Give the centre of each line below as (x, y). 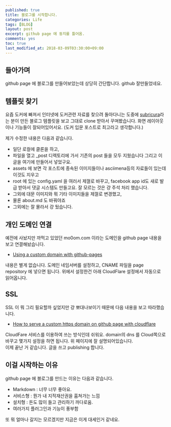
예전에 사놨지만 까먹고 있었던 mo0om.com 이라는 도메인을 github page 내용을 (83, 238)
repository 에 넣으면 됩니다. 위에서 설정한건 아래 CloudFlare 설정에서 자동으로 (83, 272)
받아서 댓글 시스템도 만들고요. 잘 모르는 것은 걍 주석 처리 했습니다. (83, 188)
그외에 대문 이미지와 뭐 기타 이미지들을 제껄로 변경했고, (67, 194)
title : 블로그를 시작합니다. (31, 15)
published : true (22, 10)
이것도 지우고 (26, 175)
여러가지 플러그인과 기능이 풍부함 (45, 409)
